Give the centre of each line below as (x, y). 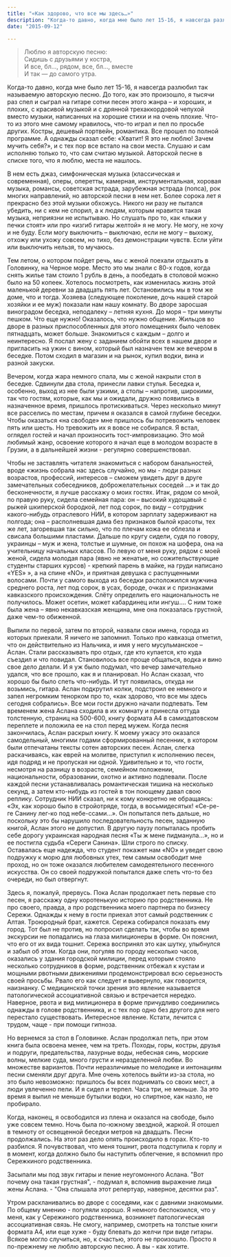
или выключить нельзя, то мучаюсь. (61, 247)
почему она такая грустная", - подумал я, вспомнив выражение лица (109, 1182)
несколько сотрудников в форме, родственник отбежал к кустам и (106, 966)
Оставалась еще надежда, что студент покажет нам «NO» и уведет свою (115, 850)
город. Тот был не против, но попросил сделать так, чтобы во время (108, 929)
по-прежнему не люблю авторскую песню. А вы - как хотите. (98, 1247)
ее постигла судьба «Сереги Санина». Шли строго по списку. (98, 843)
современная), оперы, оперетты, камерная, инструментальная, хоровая (114, 181)
